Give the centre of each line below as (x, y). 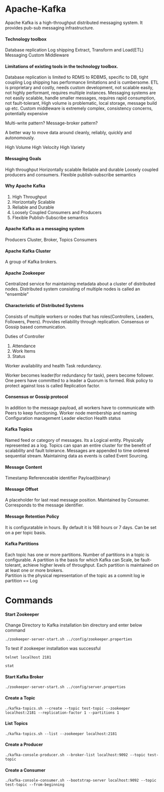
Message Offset (22, 489)
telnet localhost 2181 (28, 657)
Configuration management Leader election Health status (63, 418)
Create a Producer (24, 744)
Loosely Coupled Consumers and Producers (57, 212)
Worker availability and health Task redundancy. (53, 365)
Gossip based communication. (36, 327)
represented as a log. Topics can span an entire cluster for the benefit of (78, 445)
